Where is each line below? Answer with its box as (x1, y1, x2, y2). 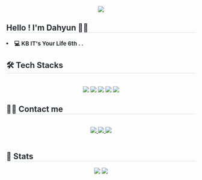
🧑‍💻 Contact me (6, 104, 63, 115)
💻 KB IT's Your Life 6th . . (14, 39, 84, 47)
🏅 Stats (6, 151, 34, 161)
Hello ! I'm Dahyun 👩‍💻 (6, 23, 89, 33)
